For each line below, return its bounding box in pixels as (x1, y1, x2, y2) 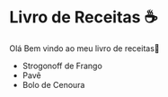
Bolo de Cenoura (22, 79, 85, 90)
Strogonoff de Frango (22, 60, 103, 71)
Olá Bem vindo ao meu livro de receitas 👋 (9, 42, 160, 54)
